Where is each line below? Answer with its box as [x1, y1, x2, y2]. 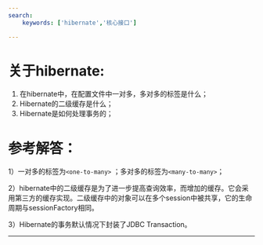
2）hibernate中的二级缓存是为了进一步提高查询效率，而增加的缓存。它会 [8, 184, 243, 193]
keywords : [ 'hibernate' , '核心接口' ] [22, 19, 137, 27]
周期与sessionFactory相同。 [8, 203, 99, 213]
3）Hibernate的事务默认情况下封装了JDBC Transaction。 [8, 220, 192, 229]
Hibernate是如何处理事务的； [19, 109, 113, 119]
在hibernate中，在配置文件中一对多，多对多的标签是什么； [19, 90, 209, 99]
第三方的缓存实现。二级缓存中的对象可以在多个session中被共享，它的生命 [14, 193, 253, 203]
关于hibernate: [8, 62, 105, 79]
